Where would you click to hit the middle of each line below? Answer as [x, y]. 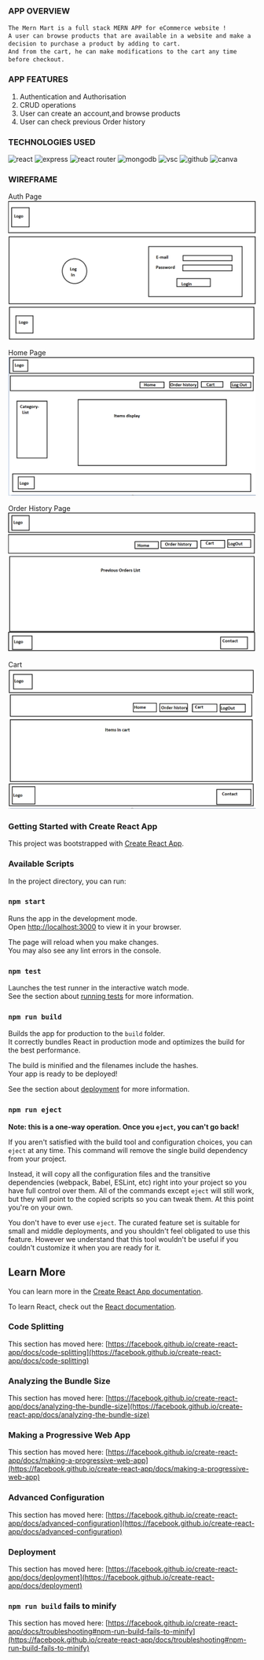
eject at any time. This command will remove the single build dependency [128, 1150]
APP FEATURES [38, 79]
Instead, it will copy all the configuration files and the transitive [109, 1173]
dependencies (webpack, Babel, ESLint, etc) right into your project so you [128, 1182]
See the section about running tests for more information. [101, 997]
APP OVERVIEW [39, 11]
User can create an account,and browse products [100, 113]
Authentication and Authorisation [73, 97]
